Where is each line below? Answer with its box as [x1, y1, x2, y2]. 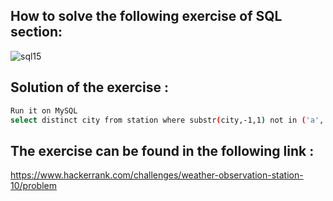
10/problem [10, 180, 57, 192]
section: [10, 24, 63, 41]
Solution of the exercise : [10, 79, 169, 96]
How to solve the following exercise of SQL [10, 8, 283, 25]
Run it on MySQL [10, 105, 78, 116]
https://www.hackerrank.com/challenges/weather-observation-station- [10, 169, 304, 181]
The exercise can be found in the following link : [10, 142, 315, 159]
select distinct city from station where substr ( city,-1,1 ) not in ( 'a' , [10, 115, 325, 125]
